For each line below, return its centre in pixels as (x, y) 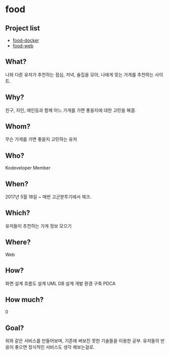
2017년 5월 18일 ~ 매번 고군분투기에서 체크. (48, 197)
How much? (25, 299)
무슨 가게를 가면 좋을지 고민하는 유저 (41, 139)
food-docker (26, 40)
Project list (23, 28)
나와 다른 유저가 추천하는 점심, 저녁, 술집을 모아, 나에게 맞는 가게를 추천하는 (79, 74)
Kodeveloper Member (28, 168)
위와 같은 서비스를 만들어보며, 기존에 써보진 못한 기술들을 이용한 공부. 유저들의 (82, 341)
